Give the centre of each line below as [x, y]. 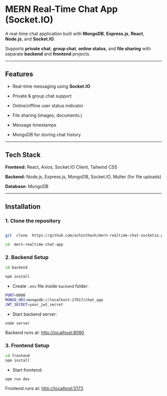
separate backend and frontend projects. [48, 54]
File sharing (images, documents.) [47, 115]
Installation [23, 206]
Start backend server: [35, 314]
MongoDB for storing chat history [46, 134]
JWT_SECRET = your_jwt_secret [34, 304]
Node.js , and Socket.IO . [30, 39]
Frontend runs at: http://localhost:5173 [44, 388]
